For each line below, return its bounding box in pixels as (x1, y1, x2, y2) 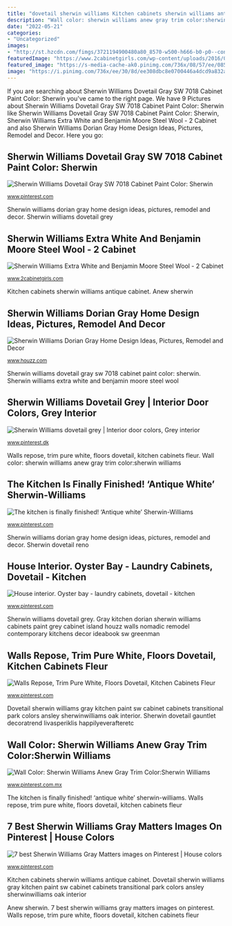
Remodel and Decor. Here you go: (7, 131, 104, 139)
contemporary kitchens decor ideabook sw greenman (7, 630, 160, 638)
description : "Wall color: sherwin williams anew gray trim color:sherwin (7, 17, 227, 23)
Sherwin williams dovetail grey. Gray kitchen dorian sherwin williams (7, 615, 202, 624)
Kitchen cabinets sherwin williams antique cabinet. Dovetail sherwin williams (7, 875, 225, 884)
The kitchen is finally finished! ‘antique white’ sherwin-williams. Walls (7, 793, 204, 802)
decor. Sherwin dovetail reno (7, 540, 89, 549)
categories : (7, 29, 41, 37)
